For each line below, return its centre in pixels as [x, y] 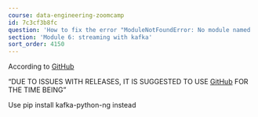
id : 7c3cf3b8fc [33, 23]
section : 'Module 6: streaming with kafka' [80, 37]
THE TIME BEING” [37, 90]
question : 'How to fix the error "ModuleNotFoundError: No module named [129, 30]
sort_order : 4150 [36, 44]
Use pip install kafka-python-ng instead [72, 105]
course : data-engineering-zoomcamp [66, 15]
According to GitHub [41, 66]
